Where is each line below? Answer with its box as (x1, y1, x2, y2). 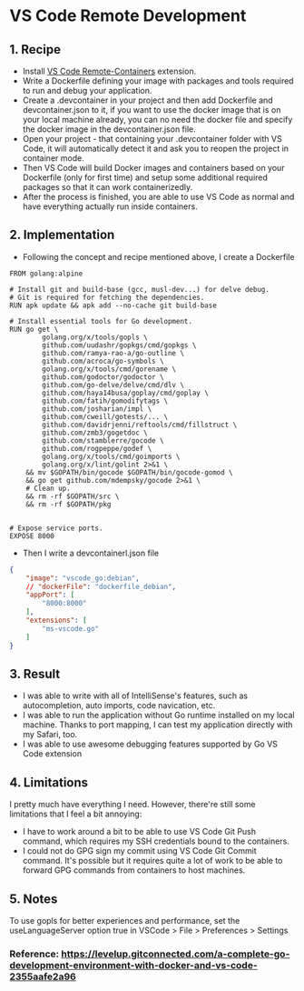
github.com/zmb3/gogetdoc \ (42, 428, 148, 437)
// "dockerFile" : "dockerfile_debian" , (25, 582, 177, 591)
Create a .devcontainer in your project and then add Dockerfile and (22, 95, 274, 105)
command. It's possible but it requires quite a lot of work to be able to (22, 856, 283, 866)
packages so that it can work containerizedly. (22, 182, 193, 192)
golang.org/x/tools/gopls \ (42, 333, 148, 342)
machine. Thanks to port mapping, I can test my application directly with (22, 719, 293, 730)
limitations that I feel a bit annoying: (9, 808, 142, 819)
